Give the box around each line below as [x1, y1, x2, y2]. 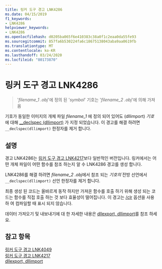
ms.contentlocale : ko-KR [5, 48, 56, 53]
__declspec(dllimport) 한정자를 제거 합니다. [5, 126, 92, 132]
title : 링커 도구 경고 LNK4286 [5, 7, 62, 12]
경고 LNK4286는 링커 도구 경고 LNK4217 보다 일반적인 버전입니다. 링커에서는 [5, 155, 152, 161]
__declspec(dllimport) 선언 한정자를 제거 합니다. [5, 178, 101, 183]
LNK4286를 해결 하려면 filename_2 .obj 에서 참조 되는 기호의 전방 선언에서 [5, 172, 147, 178]
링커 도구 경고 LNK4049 [5, 247, 52, 252]
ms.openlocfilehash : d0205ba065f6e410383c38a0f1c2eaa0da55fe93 [5, 35, 137, 40]
